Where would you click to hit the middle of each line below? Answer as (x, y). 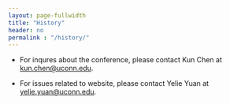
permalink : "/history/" (49, 37)
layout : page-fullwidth (47, 15)
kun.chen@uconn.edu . (56, 69)
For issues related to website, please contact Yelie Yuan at (114, 84)
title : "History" (37, 23)
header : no (26, 30)
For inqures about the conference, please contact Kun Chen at (121, 60)
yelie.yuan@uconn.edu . (58, 92)
